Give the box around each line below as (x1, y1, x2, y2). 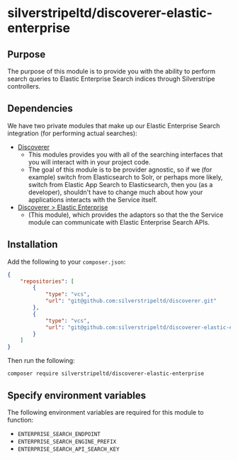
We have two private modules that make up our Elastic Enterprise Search (7, 121, 220, 130)
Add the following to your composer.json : (7, 257, 126, 266)
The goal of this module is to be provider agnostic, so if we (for (28, 165, 212, 174)
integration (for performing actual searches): (7, 129, 137, 138)
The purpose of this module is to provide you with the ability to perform (7, 67, 216, 75)
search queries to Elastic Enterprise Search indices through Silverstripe (7, 74, 215, 83)
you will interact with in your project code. (28, 157, 151, 166)
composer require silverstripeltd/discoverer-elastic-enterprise (7, 370, 204, 377)
